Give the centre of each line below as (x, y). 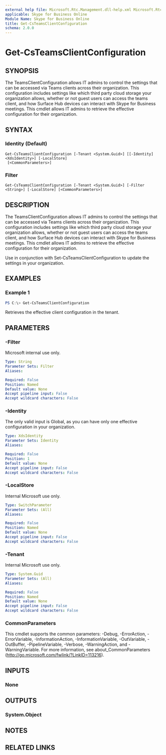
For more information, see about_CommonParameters (96, 650)
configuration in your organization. (40, 427)
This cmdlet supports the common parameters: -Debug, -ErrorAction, (76, 634)
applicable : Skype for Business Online (46, 14)
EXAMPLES (23, 279)
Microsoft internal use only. (33, 353)
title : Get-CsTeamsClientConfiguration (46, 23)
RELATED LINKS (30, 747)
